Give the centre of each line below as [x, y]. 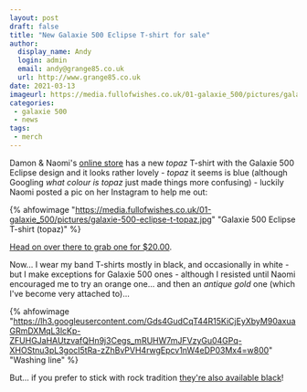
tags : [20, 129]
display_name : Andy [55, 52]
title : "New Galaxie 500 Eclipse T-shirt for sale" [110, 35]
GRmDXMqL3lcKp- [45, 331]
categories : [32, 103]
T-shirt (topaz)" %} [46, 228]
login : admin [42, 60]
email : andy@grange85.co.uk [71, 69]
